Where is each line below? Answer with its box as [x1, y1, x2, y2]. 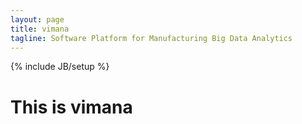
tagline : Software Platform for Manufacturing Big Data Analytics [10, 33, 293, 43]
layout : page [10, 14, 65, 25]
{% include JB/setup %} [10, 61, 110, 73]
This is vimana [10, 96, 133, 118]
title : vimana [10, 24, 70, 34]
